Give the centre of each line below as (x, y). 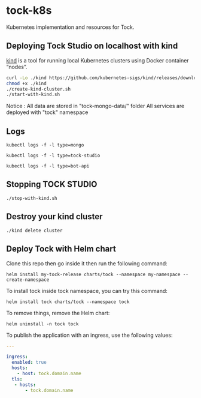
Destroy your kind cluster (54, 217)
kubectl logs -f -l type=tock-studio (53, 156)
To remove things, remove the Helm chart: (58, 313)
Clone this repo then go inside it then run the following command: (87, 263)
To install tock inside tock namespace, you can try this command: (87, 291)
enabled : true (29, 363)
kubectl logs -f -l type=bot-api (48, 166)
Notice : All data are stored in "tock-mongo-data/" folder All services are (95, 106)
